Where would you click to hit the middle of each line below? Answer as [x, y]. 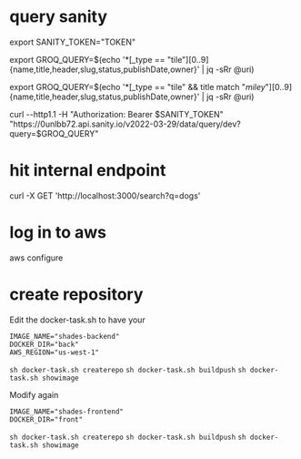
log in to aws [58, 233]
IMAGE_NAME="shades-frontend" [67, 412]
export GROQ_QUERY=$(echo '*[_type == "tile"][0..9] [109, 59]
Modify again [34, 394]
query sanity [58, 17]
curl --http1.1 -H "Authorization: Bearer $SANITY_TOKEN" [117, 114]
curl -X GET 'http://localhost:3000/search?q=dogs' [105, 195]
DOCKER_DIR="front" [46, 419]
